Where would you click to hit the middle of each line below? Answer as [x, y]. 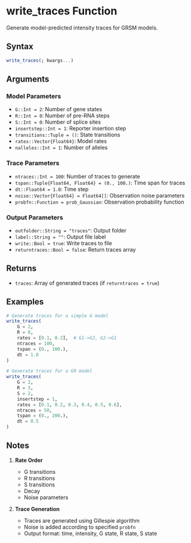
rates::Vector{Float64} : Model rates [61, 141]
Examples [25, 302]
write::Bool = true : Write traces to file [63, 243]
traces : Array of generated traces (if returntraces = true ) [87, 283]
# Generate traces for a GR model [50, 371]
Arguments [28, 79]
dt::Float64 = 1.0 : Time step [52, 189]
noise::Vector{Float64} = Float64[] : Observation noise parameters [100, 195]
